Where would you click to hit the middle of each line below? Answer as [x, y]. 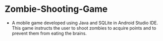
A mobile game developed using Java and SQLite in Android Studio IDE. [85, 23]
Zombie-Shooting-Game [56, 9]
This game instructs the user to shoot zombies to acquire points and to [84, 28]
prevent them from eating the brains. [49, 33]
